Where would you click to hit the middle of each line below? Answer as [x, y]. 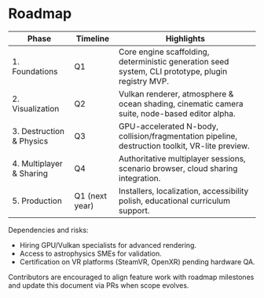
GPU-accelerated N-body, [169, 126]
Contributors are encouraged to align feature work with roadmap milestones [131, 277]
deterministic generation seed [174, 61]
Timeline [93, 38]
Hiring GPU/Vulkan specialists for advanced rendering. [108, 245]
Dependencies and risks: [48, 230]
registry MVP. [144, 81]
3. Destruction [38, 131]
